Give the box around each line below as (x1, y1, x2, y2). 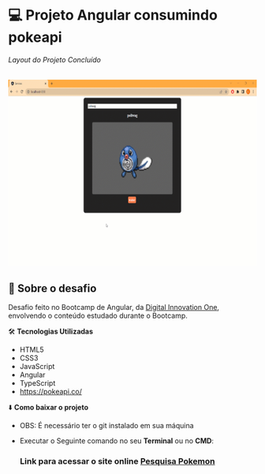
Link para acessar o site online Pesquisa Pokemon (19, 456, 215, 467)
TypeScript (19, 379, 56, 388)
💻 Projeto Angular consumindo (8, 6, 218, 24)
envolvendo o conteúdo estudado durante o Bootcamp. (8, 311, 188, 320)
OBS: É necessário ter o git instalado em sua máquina (19, 421, 195, 431)
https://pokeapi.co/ (19, 387, 83, 397)
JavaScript (19, 362, 55, 371)
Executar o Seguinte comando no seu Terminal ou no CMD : (19, 436, 215, 446)
